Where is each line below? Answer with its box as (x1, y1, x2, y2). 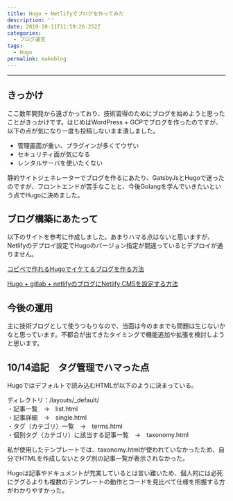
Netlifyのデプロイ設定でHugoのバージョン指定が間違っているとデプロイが (7, 241, 217, 250)
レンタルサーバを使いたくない (17, 158, 103, 167)
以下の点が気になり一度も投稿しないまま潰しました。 (7, 126, 159, 135)
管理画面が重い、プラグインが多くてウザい (17, 141, 139, 149)
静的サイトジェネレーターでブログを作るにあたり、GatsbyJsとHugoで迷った (7, 173, 225, 181)
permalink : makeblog (7, 56, 67, 63)
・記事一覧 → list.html (7, 404, 78, 413)
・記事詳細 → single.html (7, 413, 87, 421)
